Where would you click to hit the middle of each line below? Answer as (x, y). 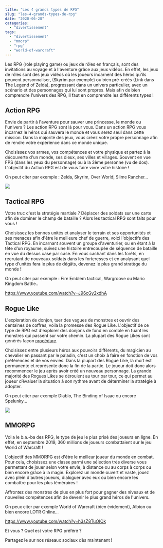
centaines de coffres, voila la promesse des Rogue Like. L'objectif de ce (77, 325)
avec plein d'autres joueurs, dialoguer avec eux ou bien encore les (72, 477)
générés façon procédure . (31, 340)
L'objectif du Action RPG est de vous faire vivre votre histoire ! (67, 168)
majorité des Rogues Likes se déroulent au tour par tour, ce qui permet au (79, 376)
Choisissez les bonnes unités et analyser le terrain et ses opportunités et (78, 233)
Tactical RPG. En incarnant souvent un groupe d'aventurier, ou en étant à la (80, 243)
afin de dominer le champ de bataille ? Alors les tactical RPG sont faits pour (81, 218)
